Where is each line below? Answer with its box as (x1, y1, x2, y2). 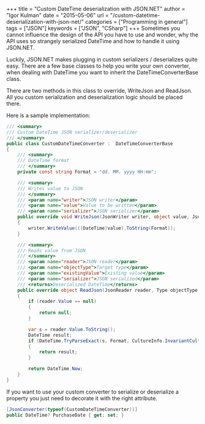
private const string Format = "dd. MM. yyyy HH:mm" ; (17, 169, 157, 175)
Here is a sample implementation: (6, 112, 90, 119)
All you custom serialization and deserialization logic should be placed (6, 94, 183, 101)
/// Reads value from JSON (17, 247, 86, 253)
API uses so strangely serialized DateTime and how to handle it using (6, 38, 180, 44)
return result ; (38, 349, 78, 355)
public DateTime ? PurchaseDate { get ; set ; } (6, 412, 124, 418)
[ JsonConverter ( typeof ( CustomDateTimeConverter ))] (6, 406, 138, 412)
